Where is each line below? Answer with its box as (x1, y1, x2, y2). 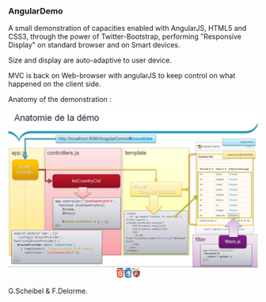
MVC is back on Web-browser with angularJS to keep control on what (8, 71, 236, 81)
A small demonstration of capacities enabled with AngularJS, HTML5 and (8, 24, 247, 33)
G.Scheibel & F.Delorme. (8, 286, 89, 296)
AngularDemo (8, 6, 63, 17)
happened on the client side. (8, 79, 101, 89)
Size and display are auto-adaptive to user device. (8, 55, 173, 65)
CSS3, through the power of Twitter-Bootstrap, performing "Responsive (8, 32, 241, 41)
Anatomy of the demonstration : (8, 95, 112, 104)
